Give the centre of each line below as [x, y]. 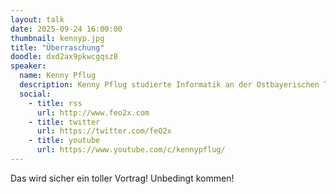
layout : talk [37, 19]
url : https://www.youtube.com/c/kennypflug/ [131, 150]
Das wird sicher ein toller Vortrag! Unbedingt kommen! [122, 178]
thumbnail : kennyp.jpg [57, 38]
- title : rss [55, 103]
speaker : [28, 66]
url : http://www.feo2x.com [93, 112]
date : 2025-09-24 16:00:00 [66, 29]
